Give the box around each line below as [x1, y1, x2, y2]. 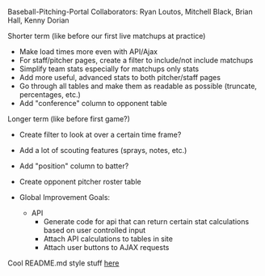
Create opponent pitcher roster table [19, 177, 142, 186]
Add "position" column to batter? [19, 161, 129, 171]
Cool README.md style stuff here [7, 258, 120, 268]
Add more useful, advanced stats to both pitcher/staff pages [19, 73, 221, 82]
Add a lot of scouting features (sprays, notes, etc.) [19, 146, 187, 155]
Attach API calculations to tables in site [43, 234, 173, 244]
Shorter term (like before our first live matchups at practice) [7, 32, 206, 40]
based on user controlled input [43, 226, 146, 235]
